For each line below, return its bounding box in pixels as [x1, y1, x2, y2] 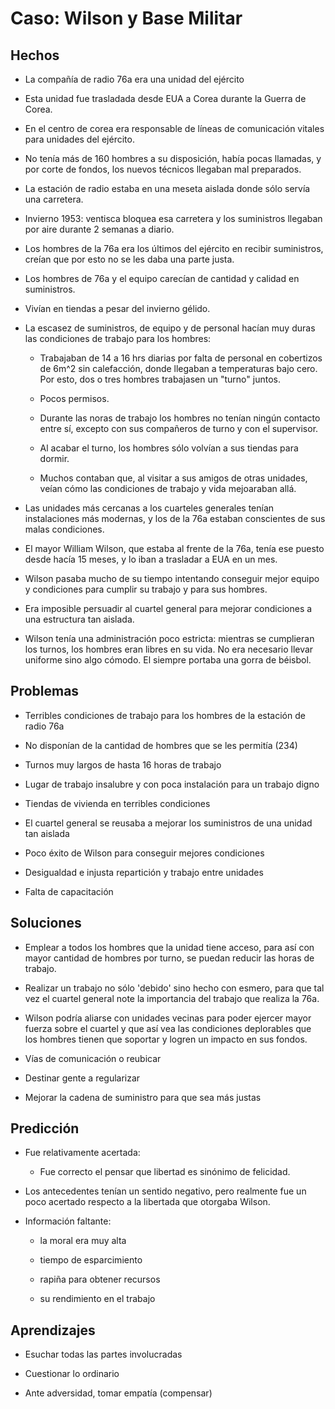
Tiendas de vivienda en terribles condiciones [24, 797, 211, 809]
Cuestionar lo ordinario [24, 1368, 120, 1380]
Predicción [10, 1120, 80, 1137]
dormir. [39, 453, 70, 464]
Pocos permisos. [39, 393, 110, 404]
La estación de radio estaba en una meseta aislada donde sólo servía [24, 183, 311, 194]
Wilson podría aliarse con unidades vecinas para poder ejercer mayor [24, 1012, 312, 1024]
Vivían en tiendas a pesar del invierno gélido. [24, 303, 211, 314]
